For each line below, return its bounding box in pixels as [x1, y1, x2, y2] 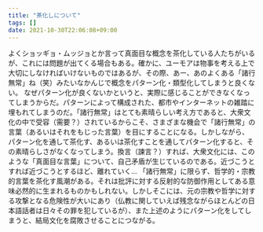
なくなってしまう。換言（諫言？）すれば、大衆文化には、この [56, 147, 255, 157]
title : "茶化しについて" [8, 11, 81, 20]
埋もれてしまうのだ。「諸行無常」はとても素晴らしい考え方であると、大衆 [8, 108, 245, 117]
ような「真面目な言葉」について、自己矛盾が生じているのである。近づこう [8, 157, 249, 166]
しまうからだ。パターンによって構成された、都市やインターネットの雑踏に [14, 98, 255, 107]
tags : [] [8, 19, 37, 27]
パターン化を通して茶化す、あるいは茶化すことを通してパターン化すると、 [8, 137, 247, 146]
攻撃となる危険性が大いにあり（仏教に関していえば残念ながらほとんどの [14, 196, 249, 205]
